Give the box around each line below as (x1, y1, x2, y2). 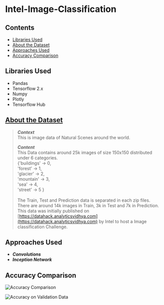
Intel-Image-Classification (5, 3, 117, 15)
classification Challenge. (17, 224, 68, 230)
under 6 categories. (17, 155, 58, 161)
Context (17, 129, 35, 135)
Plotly (12, 96, 24, 102)
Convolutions (12, 251, 41, 258)
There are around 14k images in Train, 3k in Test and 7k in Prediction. (17, 202, 159, 208)
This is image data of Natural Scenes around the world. (17, 134, 131, 140)
